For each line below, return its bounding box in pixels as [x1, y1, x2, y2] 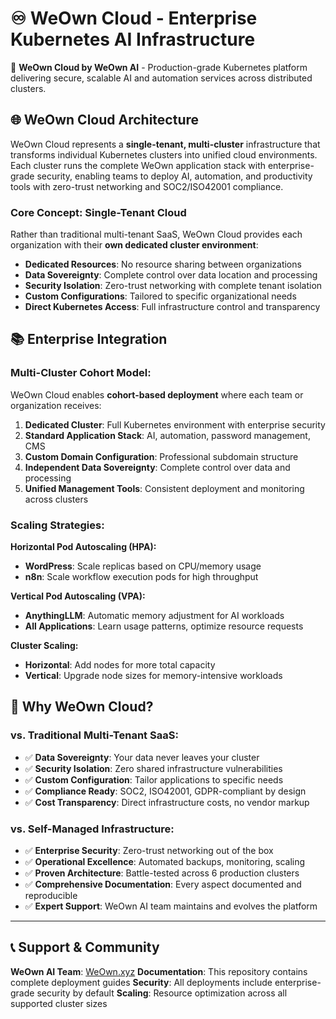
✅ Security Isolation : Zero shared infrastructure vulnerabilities [24, 762, 283, 774]
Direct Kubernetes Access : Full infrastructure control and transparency [24, 301, 321, 313]
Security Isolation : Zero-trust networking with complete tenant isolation [24, 280, 323, 292]
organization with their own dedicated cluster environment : [10, 239, 259, 251]
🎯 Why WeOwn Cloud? [10, 698, 154, 716]
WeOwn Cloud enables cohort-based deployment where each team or [10, 388, 304, 401]
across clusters [24, 493, 89, 505]
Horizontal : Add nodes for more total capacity [24, 659, 216, 671]
